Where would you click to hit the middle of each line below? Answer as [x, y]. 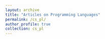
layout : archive [22, 10]
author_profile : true [28, 24]
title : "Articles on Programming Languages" [53, 15]
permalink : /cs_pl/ [26, 19]
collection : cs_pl [24, 29]
